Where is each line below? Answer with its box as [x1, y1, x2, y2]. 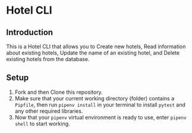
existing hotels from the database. [6, 56, 90, 62]
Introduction [6, 27, 53, 37]
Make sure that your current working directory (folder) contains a [14, 94, 175, 102]
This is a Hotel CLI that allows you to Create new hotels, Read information [6, 43, 186, 50]
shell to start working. [14, 120, 70, 127]
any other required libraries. [14, 107, 83, 115]
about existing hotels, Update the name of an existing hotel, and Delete [6, 49, 180, 56]
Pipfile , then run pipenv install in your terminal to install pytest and [14, 101, 186, 108]
